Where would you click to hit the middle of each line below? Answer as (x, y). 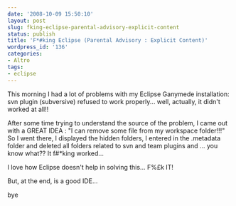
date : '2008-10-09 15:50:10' (50, 14)
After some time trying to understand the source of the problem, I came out (118, 123)
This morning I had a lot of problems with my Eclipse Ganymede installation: (118, 94)
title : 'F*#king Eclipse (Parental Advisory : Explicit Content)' (108, 41)
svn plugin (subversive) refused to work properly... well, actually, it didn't (114, 101)
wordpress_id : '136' (38, 47)
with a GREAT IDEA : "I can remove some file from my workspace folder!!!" (116, 130)
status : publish (31, 34)
